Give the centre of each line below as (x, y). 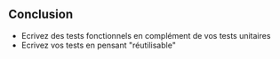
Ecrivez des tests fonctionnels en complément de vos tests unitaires (146, 35)
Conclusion (41, 15)
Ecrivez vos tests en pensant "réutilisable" (99, 45)
